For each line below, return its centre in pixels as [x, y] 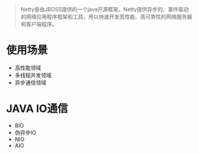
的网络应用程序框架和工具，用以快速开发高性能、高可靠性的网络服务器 [106, 17]
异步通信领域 [30, 82]
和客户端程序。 [39, 24]
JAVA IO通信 [37, 109]
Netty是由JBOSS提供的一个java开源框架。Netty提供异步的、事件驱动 [105, 9]
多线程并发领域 [33, 75]
